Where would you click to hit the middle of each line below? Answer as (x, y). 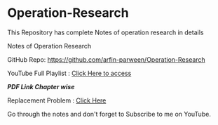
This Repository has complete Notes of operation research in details (105, 32)
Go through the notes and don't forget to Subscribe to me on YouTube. (109, 114)
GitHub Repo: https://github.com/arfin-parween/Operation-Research (106, 59)
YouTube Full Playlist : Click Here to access (69, 73)
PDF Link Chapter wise (41, 86)
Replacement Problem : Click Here (57, 100)
